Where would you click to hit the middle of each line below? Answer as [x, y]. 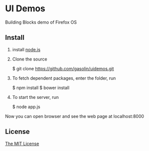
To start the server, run [35, 97]
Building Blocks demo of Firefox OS [41, 22]
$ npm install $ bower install [41, 88]
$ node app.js [26, 107]
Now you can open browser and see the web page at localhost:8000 [74, 116]
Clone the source [30, 59]
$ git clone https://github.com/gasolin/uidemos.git [63, 68]
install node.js [26, 49]
